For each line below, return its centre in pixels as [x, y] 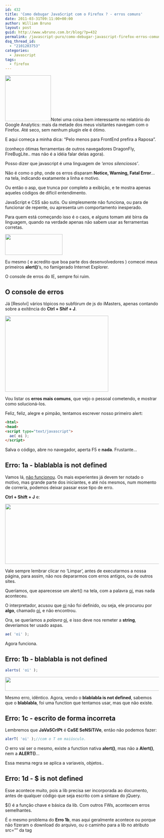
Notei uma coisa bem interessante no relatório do [101, 120]
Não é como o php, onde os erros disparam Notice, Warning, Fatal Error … [80, 173]
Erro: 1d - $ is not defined [44, 779]
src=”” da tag [19, 830]
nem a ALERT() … [22, 753]
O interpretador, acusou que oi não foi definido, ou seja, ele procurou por [79, 605]
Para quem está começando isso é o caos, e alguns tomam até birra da [77, 217]
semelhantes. [19, 810]
